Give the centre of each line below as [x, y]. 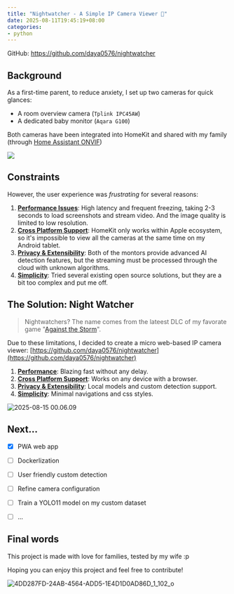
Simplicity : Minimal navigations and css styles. [85, 394]
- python [20, 33]
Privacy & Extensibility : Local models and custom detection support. [117, 386]
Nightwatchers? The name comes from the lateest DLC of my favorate [125, 321]
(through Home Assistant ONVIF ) [55, 142]
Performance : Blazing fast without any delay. [83, 371]
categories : [25, 27]
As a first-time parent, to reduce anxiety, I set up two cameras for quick [110, 93]
